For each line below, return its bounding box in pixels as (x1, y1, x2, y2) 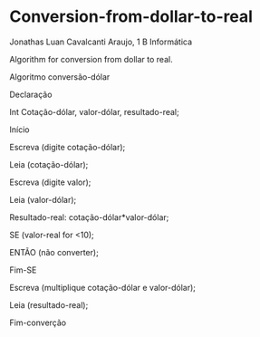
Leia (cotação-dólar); (9, 159, 89, 169)
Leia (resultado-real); (9, 299, 89, 310)
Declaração (9, 89, 53, 100)
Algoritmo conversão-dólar (9, 71, 111, 82)
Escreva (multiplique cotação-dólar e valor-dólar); (9, 282, 197, 293)
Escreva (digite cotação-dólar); (9, 141, 126, 152)
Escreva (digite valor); (9, 177, 91, 188)
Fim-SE (9, 265, 37, 275)
